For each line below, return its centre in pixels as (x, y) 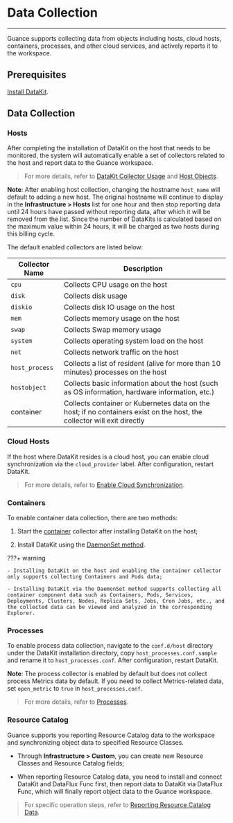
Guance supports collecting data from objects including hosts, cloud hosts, (114, 38)
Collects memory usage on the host (122, 319)
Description (143, 269)
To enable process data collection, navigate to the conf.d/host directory (110, 646)
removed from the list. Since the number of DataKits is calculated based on (114, 219)
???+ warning (26, 558)
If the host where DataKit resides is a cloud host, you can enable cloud (108, 457)
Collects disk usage (96, 296)
